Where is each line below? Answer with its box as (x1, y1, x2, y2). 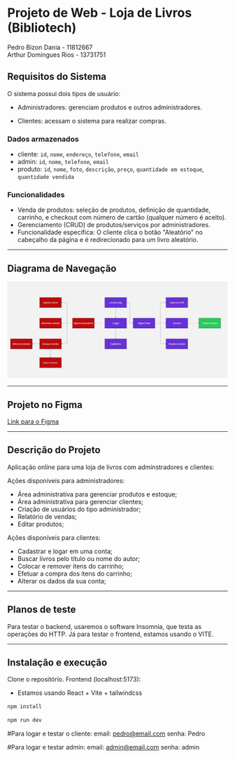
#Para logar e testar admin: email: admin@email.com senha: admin (7, 743, 200, 752)
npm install (7, 703, 42, 710)
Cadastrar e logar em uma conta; (17, 547, 113, 555)
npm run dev (7, 717, 42, 724)
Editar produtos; (17, 520, 64, 528)
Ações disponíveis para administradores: (7, 476, 125, 485)
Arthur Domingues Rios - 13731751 (7, 50, 106, 59)
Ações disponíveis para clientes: (7, 533, 101, 541)
